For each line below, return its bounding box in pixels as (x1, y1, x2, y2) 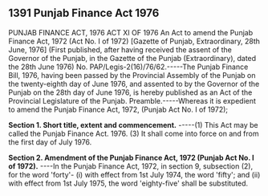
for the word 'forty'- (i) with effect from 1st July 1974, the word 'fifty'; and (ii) (8, 169, 261, 179)
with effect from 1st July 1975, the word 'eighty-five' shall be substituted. (8, 178, 249, 188)
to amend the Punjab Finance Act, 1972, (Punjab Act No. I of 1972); (8, 104, 229, 114)
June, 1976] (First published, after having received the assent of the (8, 44, 233, 55)
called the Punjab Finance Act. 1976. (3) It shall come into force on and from (8, 129, 259, 138)
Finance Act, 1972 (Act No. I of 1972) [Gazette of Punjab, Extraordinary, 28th (8, 36, 261, 46)
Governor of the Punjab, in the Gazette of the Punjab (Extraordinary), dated (8, 53, 257, 63)
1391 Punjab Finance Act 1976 (8, 6, 160, 20)
